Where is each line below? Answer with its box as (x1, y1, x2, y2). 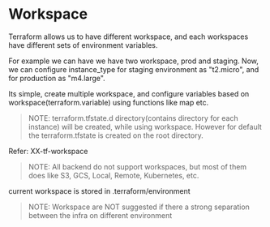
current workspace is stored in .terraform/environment (8, 186, 191, 195)
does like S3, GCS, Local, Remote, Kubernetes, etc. (28, 170, 199, 180)
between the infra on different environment (28, 210, 173, 220)
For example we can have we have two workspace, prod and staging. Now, (8, 56, 259, 66)
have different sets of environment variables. (8, 40, 158, 49)
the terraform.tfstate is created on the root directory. (28, 131, 204, 140)
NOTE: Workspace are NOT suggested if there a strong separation (28, 202, 250, 212)
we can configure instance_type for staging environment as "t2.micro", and (8, 64, 259, 74)
